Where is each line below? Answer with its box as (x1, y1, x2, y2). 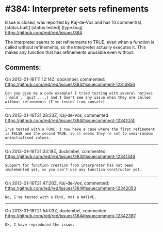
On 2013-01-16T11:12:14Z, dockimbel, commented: (5, 76, 105, 82)
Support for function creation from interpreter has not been (5, 163, 133, 168)
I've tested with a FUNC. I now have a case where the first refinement (5, 127, 155, 132)
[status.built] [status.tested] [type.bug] (5, 24, 83, 30)
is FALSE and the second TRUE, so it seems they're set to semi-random (5, 131, 153, 136)
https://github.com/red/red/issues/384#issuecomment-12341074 (5, 117, 135, 123)
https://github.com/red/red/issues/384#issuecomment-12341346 (5, 154, 136, 159)
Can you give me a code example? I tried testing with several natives (5, 91, 153, 95)
